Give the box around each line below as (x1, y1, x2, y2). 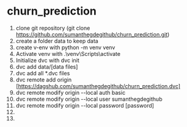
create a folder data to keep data (15, 37, 98, 44)
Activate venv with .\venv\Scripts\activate (15, 50, 121, 57)
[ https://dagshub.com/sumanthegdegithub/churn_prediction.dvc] (15, 82, 181, 89)
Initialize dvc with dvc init (15, 57, 80, 64)
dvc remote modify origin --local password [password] (15, 101, 155, 109)
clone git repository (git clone (15, 24, 90, 32)
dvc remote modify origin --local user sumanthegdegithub (15, 95, 163, 103)
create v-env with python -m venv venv (15, 44, 116, 51)
